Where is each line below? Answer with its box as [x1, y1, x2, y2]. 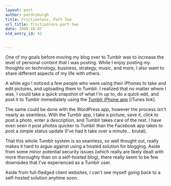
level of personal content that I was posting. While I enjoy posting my [5, 60, 151, 65]
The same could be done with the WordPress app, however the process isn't [5, 107, 166, 112]
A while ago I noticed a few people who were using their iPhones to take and [5, 80, 166, 86]
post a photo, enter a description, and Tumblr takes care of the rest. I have [5, 117, 162, 123]
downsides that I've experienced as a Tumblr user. [5, 160, 111, 166]
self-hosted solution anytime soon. [5, 175, 79, 181]
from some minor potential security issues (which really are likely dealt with [5, 149, 164, 154]
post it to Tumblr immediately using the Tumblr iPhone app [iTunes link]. [5, 96, 157, 102]
